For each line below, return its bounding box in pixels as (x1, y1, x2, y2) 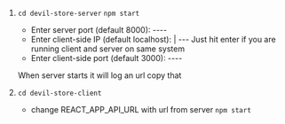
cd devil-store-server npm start (17, 9, 140, 18)
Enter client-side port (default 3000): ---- (30, 53, 183, 63)
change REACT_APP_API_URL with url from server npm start (30, 105, 251, 114)
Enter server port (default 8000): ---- (30, 25, 167, 35)
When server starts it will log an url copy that (17, 70, 182, 81)
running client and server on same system (30, 43, 185, 54)
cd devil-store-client (17, 89, 102, 97)
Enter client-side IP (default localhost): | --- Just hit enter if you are (30, 35, 277, 44)
